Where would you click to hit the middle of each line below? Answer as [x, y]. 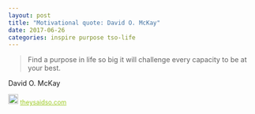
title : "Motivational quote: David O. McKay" [84, 23]
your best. [44, 68]
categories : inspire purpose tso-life [72, 37]
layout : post [30, 15]
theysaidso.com [43, 103]
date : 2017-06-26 [37, 30]
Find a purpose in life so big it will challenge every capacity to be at [137, 60]
